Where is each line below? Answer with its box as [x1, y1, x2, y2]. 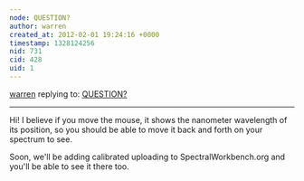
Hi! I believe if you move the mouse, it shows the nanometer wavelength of [9, 114, 288, 125]
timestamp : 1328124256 [9, 38, 95, 48]
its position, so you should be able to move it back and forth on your [9, 124, 263, 135]
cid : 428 [9, 55, 43, 64]
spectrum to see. [9, 133, 72, 145]
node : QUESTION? [9, 13, 71, 23]
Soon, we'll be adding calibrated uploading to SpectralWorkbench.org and [9, 151, 286, 162]
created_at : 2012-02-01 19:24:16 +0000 [9, 30, 160, 39]
